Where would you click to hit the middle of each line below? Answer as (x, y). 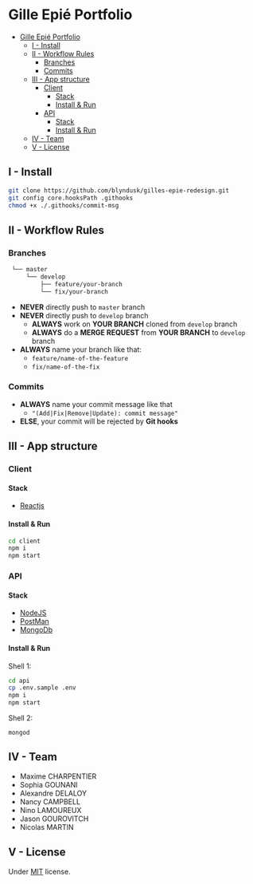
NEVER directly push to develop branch (84, 315)
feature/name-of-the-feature (80, 358)
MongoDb (36, 630)
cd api (19, 681)
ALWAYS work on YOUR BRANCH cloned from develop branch (134, 324)
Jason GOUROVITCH (54, 819)
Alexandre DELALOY (53, 793)
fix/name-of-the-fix (66, 367)
